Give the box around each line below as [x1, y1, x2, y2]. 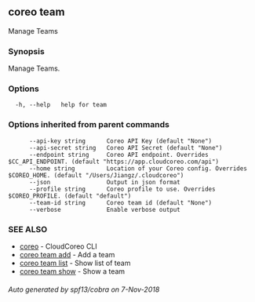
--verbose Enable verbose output [28, 206, 180, 213]
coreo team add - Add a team [19, 250, 115, 259]
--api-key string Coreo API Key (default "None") [28, 136, 213, 145]
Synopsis [8, 45, 45, 56]
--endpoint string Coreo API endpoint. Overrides [28, 151, 209, 158]
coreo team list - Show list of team [19, 258, 131, 267]
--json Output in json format [28, 178, 180, 186]
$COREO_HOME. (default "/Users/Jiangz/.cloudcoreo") [8, 171, 184, 179]
